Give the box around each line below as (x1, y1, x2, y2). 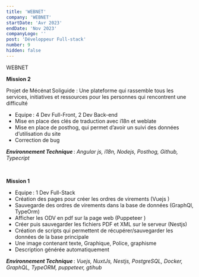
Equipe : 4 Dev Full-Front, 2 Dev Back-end (14, 111, 118, 118)
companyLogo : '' (6, 31, 46, 37)
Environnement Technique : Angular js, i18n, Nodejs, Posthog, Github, (6, 148, 178, 155)
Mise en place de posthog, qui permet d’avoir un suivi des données (14, 123, 179, 131)
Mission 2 (6, 75, 31, 82)
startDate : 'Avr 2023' (6, 20, 62, 26)
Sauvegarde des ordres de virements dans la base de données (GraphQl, (14, 201, 194, 208)
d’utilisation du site (14, 130, 61, 137)
